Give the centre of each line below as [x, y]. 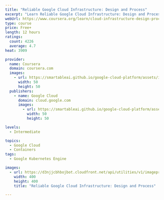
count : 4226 [22, 42]
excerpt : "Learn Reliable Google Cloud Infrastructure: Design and [75, 14]
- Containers [23, 150]
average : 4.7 [23, 46]
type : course [18, 23]
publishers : [22, 91]
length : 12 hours [23, 32]
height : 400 [26, 181]
